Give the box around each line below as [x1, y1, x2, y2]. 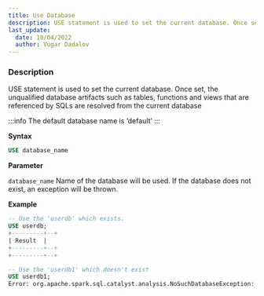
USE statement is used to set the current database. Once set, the [8, 84, 218, 94]
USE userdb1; [8, 272, 51, 281]
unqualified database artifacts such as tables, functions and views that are [8, 93, 249, 102]
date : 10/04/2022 [15, 33, 72, 42]
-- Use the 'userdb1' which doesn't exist [8, 265, 149, 273]
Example [8, 199, 38, 209]
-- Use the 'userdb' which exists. [8, 215, 125, 223]
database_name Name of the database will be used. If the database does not [8, 176, 251, 185]
